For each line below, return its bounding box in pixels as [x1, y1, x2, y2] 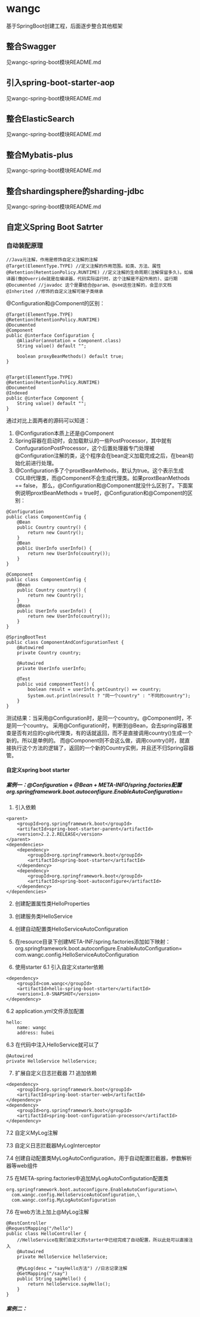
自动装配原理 [6, 241, 44, 250]
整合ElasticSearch [6, 113, 75, 124]
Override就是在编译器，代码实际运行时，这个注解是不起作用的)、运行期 [24, 275, 178, 282]
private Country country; [17, 650, 82, 656]
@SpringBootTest [6, 634, 47, 640]
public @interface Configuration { [6, 332, 95, 339]
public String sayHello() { [17, 1276, 87, 1282]
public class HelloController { [6, 1231, 87, 1237]
